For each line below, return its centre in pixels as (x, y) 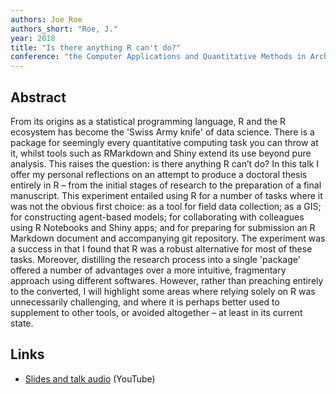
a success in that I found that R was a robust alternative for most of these (161, 248)
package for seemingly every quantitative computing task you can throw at (164, 142)
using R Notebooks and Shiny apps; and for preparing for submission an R (163, 227)
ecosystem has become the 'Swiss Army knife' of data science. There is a (162, 132)
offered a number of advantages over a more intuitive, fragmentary (148, 270)
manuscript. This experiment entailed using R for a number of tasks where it (166, 195)
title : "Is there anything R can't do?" (96, 47)
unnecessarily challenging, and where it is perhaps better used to (145, 302)
